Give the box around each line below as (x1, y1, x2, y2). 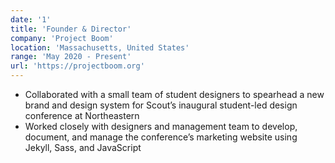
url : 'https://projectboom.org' (10, 61, 145, 71)
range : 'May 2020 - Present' (10, 52, 132, 62)
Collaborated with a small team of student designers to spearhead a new (24, 89, 325, 100)
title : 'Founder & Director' (10, 24, 132, 34)
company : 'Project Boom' (10, 33, 114, 43)
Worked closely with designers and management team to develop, (24, 121, 298, 132)
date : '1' (10, 14, 52, 25)
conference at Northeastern (24, 110, 140, 121)
